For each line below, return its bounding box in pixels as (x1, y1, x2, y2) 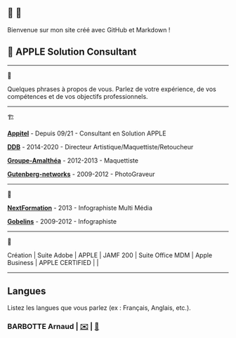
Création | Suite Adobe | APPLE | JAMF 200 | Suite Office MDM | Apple (7, 250, 213, 259)
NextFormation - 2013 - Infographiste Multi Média (7, 203, 153, 212)
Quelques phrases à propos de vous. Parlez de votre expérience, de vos (7, 85, 216, 93)
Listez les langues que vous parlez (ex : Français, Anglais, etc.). (7, 304, 191, 312)
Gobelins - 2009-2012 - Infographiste (7, 217, 117, 225)
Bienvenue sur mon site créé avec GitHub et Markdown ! (7, 25, 171, 34)
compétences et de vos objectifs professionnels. (7, 92, 149, 100)
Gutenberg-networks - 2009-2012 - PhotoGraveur (7, 170, 156, 178)
